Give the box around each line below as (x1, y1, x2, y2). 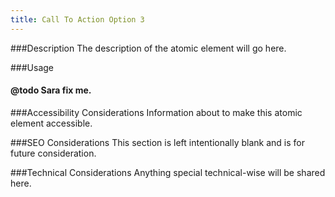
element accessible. (10, 117, 93, 129)
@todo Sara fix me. (10, 84, 92, 96)
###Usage (10, 61, 55, 73)
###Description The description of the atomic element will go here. (10, 42, 287, 54)
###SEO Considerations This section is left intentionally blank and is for (10, 136, 305, 148)
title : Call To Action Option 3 (10, 14, 145, 25)
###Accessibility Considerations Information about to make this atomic (10, 106, 303, 118)
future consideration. (10, 147, 97, 159)
